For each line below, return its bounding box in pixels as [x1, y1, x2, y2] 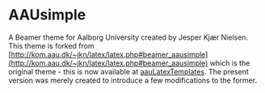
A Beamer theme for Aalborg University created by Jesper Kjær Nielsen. [8, 32, 249, 42]
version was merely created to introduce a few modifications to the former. [8, 75, 257, 85]
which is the [209, 58, 250, 68]
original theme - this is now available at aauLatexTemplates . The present [8, 66, 249, 76]
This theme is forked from [8, 40, 95, 50]
